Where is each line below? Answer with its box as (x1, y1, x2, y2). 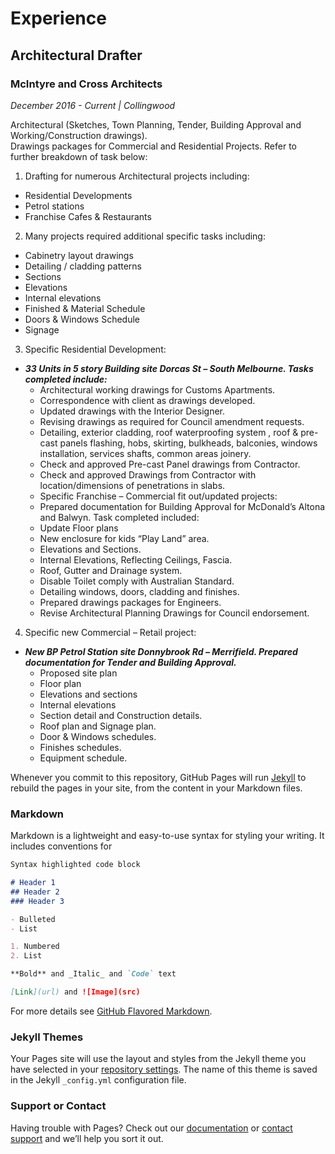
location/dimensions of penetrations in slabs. (39, 479, 226, 491)
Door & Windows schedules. (39, 730, 157, 742)
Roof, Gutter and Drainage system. (39, 564, 183, 576)
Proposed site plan (39, 667, 118, 679)
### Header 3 (10, 896, 65, 906)
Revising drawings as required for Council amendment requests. (39, 415, 305, 427)
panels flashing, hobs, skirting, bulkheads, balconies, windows (59, 437, 318, 449)
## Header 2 (10, 887, 60, 897)
